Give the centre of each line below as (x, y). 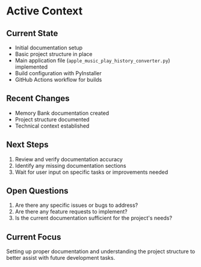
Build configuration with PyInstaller (58, 73)
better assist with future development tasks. (61, 258)
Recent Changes (38, 98)
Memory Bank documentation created (62, 113)
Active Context (45, 11)
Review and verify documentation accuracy (69, 159)
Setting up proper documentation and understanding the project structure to (101, 251)
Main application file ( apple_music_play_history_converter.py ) (92, 60)
